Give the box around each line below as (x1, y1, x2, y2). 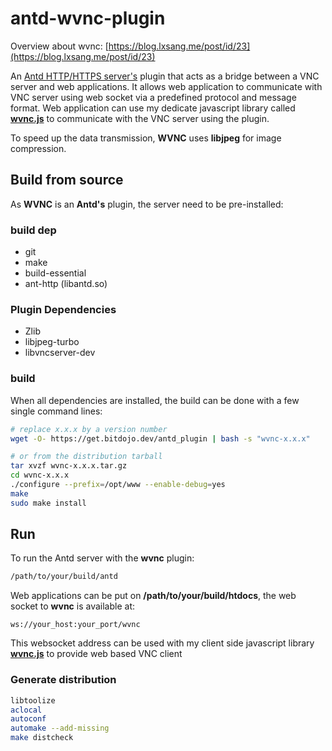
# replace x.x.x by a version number (10, 424, 168, 434)
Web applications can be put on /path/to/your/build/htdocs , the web (10, 590, 297, 602)
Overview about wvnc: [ (10, 40, 109, 52)
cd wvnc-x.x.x (10, 470, 70, 481)
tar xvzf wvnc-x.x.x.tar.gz (10, 461, 128, 471)
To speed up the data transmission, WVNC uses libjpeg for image (10, 132, 282, 144)
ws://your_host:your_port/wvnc (10, 620, 141, 630)
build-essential (24, 267, 87, 279)
